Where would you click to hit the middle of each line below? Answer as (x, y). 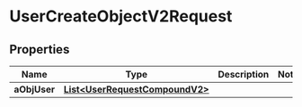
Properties (40, 49)
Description (244, 74)
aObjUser (35, 89)
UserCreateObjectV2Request (121, 16)
